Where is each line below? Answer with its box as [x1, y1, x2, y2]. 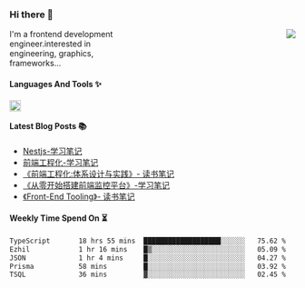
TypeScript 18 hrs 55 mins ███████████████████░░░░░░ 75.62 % [9, 236, 286, 245]
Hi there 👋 [9, 8, 54, 21]
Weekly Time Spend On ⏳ [9, 213, 108, 223]
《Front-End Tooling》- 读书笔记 [22, 191, 135, 202]
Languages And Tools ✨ [9, 78, 102, 89]
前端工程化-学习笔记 [22, 156, 99, 167]
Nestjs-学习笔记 [22, 145, 83, 156]
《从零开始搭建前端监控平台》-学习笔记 [22, 179, 171, 190]
